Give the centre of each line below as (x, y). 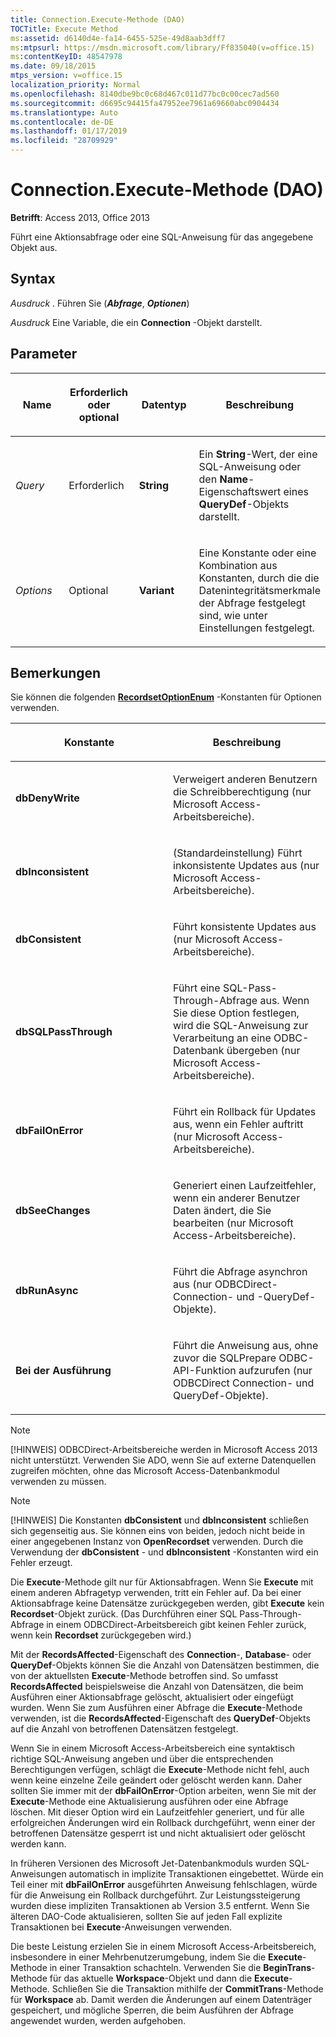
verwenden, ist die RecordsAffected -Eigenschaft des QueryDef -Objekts (160, 1718)
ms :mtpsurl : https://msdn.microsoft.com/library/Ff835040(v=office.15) (162, 47)
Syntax (33, 279)
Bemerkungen (56, 672)
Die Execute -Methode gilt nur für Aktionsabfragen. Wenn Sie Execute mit (162, 1582)
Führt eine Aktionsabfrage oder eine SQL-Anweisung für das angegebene (162, 237)
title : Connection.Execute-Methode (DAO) (98, 19)
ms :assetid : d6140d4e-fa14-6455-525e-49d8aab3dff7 (118, 38)
